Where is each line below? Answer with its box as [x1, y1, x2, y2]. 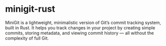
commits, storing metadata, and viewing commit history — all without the [5, 30, 154, 36]
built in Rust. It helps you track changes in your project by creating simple [5, 24, 155, 30]
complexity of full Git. [5, 35, 49, 41]
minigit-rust [5, 3, 55, 15]
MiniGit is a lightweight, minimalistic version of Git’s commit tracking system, [5, 20, 161, 25]
